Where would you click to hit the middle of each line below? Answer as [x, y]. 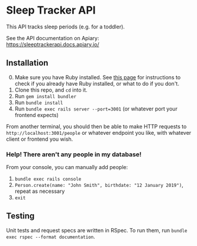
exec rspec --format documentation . [51, 237]
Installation [27, 63]
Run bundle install [39, 102]
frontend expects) [37, 115]
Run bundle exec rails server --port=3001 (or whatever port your [96, 109]
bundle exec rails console [48, 179]
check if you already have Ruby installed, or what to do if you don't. [97, 83]
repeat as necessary [40, 191]
